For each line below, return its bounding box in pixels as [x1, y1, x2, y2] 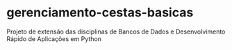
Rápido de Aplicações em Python [6, 34, 102, 42]
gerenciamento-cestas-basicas [6, 5, 194, 21]
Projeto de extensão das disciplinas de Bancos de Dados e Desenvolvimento [6, 27, 226, 36]
